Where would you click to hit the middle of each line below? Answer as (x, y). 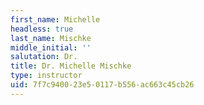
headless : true (42, 29)
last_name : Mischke (51, 38)
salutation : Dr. (44, 57)
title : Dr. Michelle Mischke (71, 66)
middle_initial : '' (51, 47)
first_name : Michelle (55, 19)
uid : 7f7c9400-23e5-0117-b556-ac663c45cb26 (102, 85)
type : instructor (46, 76)
